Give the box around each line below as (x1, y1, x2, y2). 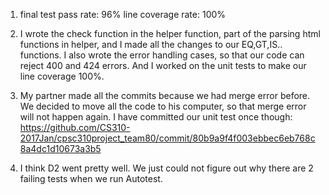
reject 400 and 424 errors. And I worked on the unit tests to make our (19, 60, 307, 71)
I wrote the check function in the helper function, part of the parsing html (19, 28, 321, 39)
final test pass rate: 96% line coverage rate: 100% (19, 9, 227, 20)
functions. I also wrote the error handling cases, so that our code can (19, 49, 305, 61)
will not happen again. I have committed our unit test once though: (19, 111, 293, 123)
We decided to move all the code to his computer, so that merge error (19, 100, 307, 112)
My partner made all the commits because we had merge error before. (19, 90, 311, 101)
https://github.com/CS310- (19, 122, 131, 133)
